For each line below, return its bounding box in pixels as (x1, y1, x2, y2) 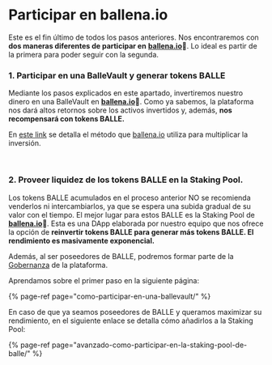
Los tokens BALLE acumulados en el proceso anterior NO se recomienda (8, 193, 251, 202)
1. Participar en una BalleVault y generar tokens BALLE (8, 70, 226, 81)
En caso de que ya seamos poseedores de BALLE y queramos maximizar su (8, 307, 262, 316)
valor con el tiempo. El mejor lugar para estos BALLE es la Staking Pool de (8, 210, 255, 219)
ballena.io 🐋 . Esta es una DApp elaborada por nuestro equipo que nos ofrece (8, 219, 264, 228)
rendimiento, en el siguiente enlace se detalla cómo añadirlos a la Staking (8, 316, 253, 325)
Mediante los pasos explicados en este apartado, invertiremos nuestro (8, 88, 244, 98)
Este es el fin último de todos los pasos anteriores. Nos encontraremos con (8, 32, 259, 42)
